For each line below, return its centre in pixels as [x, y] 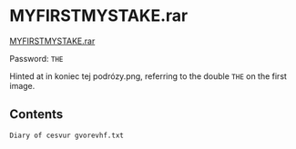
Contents [36, 114]
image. [22, 85]
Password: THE [36, 58]
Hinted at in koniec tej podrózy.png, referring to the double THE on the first [148, 76]
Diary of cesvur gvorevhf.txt [67, 135]
